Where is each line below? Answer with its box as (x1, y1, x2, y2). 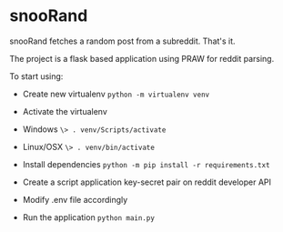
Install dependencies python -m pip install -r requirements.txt (22, 158, 270, 169)
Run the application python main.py (22, 211, 155, 223)
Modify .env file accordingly (22, 194, 128, 205)
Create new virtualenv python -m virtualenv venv (22, 88, 210, 99)
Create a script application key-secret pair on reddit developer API (22, 177, 271, 187)
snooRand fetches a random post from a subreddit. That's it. (9, 35, 236, 46)
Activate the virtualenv (22, 106, 107, 116)
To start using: (9, 70, 64, 82)
